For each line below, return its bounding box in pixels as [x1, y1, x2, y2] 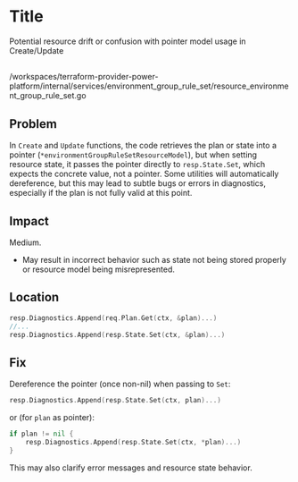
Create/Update [9, 45, 64, 55]
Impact [9, 213, 49, 229]
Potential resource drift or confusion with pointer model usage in [9, 36, 247, 47]
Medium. [9, 237, 42, 248]
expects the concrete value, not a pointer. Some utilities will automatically [9, 168, 279, 180]
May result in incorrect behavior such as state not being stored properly [21, 254, 287, 265]
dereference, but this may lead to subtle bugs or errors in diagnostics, [9, 178, 266, 189]
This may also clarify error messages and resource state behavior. [9, 462, 252, 473]
